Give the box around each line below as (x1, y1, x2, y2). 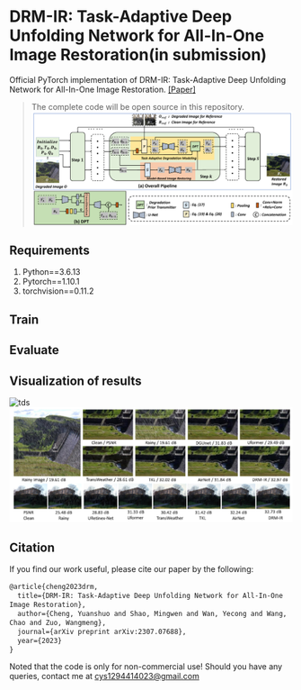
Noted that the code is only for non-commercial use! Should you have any (9, 661, 283, 672)
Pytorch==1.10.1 (22, 277, 80, 287)
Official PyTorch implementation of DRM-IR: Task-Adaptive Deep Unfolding (9, 74, 287, 85)
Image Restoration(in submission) (9, 45, 268, 65)
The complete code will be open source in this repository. (31, 101, 245, 112)
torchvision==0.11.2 (22, 286, 94, 296)
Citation (9, 540, 56, 555)
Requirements (9, 243, 90, 259)
